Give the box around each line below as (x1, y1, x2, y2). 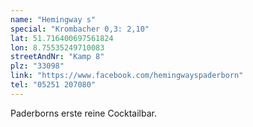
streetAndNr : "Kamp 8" (10, 52, 105, 62)
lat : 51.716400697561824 (10, 33, 114, 43)
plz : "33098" (10, 61, 65, 71)
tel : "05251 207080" (10, 80, 97, 90)
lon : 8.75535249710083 (10, 42, 105, 53)
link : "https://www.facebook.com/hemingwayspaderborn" (10, 71, 244, 81)
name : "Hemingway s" (10, 14, 97, 25)
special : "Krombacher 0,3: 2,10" (10, 24, 150, 34)
